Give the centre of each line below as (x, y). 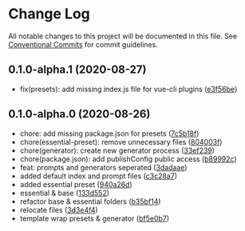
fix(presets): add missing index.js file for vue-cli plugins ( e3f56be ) (128, 89)
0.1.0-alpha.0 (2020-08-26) (79, 114)
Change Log (49, 14)
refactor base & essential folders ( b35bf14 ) (90, 201)
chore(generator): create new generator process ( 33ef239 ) (117, 150)
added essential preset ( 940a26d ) (76, 184)
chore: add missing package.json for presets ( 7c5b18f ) (109, 133)
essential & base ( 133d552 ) (65, 193)
